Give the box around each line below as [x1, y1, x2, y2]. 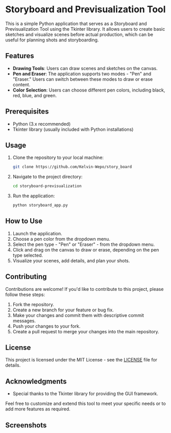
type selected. [12, 252, 43, 258]
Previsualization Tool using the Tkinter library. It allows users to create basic [5, 26, 165, 32]
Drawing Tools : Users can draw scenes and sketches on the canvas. [12, 65, 158, 71]
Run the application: [12, 193, 55, 199]
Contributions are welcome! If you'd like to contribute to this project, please [5, 286, 164, 292]
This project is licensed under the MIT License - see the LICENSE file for [5, 357, 157, 363]
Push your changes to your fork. [12, 323, 81, 329]
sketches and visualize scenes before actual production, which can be [5, 31, 153, 37]
